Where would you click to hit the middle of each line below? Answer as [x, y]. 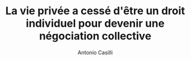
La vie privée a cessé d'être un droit [95, 11]
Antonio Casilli [95, 52]
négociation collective [95, 36]
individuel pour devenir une [95, 23]
